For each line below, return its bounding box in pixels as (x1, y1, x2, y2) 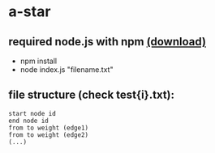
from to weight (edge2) (8, 130, 89, 139)
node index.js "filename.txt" (19, 65, 114, 74)
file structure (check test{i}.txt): (8, 88, 174, 102)
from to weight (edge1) (8, 124, 89, 132)
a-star (8, 2, 51, 21)
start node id (8, 109, 57, 117)
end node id (8, 117, 49, 125)
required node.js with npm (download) (8, 35, 207, 49)
